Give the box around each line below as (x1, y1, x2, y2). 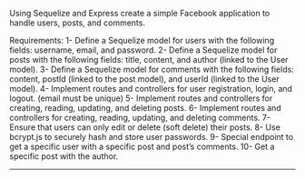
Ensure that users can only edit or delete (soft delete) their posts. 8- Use (9, 122, 281, 133)
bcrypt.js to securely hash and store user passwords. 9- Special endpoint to (9, 132, 293, 142)
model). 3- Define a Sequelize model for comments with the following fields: (9, 64, 295, 75)
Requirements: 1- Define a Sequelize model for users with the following (9, 35, 275, 45)
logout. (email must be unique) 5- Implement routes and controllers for (9, 93, 273, 104)
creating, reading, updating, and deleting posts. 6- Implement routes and (9, 103, 281, 113)
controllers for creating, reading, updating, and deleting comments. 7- (9, 113, 271, 123)
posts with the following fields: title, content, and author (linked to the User (9, 55, 289, 65)
